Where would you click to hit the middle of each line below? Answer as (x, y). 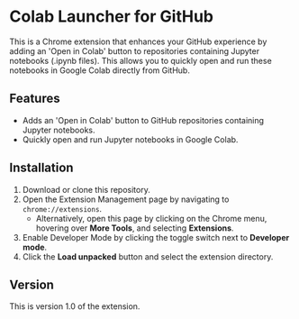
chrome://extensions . (62, 208)
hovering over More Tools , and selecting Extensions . (135, 228)
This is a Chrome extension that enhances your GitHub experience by (138, 41)
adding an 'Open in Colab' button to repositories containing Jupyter (134, 50)
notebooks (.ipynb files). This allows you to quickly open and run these (140, 60)
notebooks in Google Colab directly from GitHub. (100, 70)
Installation (41, 168)
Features (35, 99)
